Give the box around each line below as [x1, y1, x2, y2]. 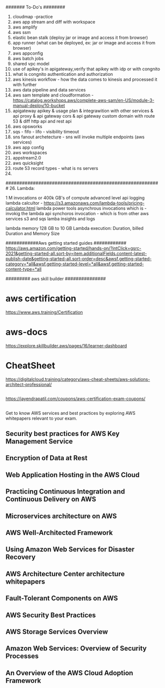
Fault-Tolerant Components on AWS [5, 594, 118, 602]
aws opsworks [12, 124, 42, 129]
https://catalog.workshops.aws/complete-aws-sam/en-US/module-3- [12, 97, 155, 103]
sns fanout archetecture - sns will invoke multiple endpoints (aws [12, 134, 145, 140]
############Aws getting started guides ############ [5, 240, 127, 246]
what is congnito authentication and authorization [12, 71, 113, 77]
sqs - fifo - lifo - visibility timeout [12, 129, 79, 134]
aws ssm [12, 30, 31, 35]
